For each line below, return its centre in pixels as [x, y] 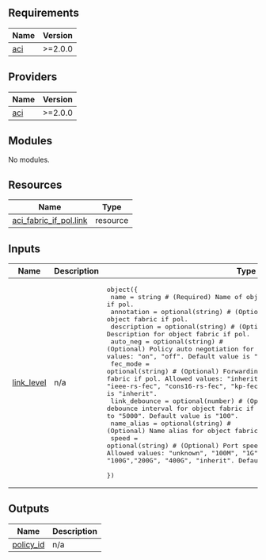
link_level [29, 382]
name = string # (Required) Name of [177, 297]
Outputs [29, 509]
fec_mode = [130, 364]
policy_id [28, 544]
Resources [35, 184]
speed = [124, 438]
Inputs [25, 249]
